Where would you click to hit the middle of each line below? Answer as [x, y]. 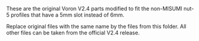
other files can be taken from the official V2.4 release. [73, 33]
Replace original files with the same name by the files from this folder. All [96, 26]
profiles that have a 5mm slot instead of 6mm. [68, 15]
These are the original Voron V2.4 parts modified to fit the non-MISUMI [94, 9]
